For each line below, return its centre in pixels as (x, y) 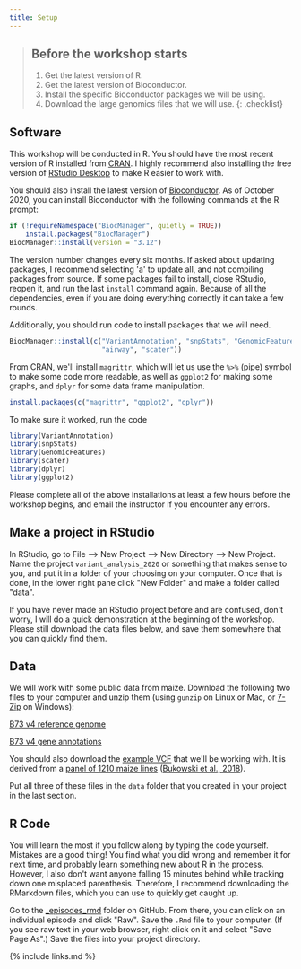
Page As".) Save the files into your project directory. (105, 939)
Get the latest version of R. (94, 75)
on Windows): (48, 707)
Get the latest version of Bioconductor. (116, 85)
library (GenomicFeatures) (57, 453)
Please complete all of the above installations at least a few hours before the (150, 494)
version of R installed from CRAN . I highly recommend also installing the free (150, 163)
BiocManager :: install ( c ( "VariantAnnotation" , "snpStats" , (120, 341)
